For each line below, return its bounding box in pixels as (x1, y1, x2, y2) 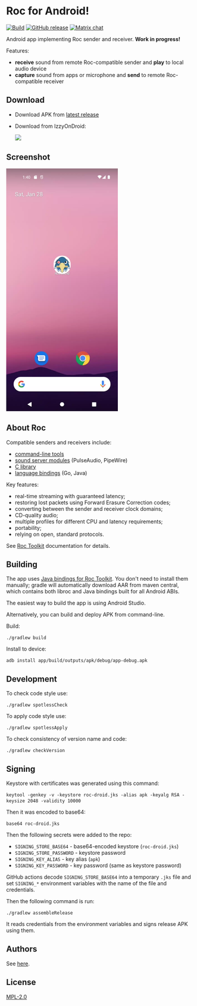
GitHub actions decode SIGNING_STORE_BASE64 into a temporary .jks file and (6, 873, 192, 881)
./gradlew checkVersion (6, 748, 65, 754)
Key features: (6, 481, 39, 488)
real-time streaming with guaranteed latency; (14, 492, 126, 499)
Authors (6, 944, 37, 954)
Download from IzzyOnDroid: (14, 122, 86, 130)
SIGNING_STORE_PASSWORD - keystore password (14, 849, 126, 857)
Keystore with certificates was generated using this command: (6, 780, 160, 787)
